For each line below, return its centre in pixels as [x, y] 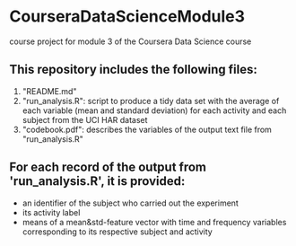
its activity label [51, 212]
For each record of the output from [108, 167]
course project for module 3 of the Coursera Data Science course [131, 41]
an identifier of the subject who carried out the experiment [131, 203]
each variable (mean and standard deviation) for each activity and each [154, 110]
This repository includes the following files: [133, 70]
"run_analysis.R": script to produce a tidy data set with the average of [151, 101]
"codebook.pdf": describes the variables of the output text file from [147, 129]
